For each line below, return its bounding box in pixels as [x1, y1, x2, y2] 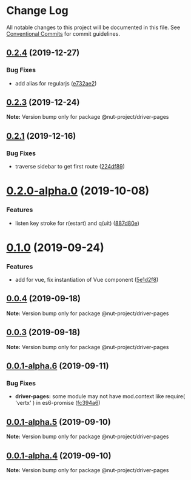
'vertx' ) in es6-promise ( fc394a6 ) [15, 399, 101, 407]
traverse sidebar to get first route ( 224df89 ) [15, 163, 126, 170]
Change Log [6, 4, 69, 18]
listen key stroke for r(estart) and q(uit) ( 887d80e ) [15, 219, 139, 227]
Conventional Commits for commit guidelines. [6, 30, 120, 37]
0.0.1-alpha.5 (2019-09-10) [6, 416, 111, 427]
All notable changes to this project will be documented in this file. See [6, 24, 181, 31]
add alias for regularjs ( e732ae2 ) [15, 79, 97, 87]
